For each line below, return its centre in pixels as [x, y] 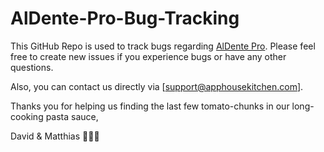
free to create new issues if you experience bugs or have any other [148, 56]
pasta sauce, [72, 116]
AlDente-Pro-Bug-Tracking [125, 18]
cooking [27, 116]
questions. [32, 67]
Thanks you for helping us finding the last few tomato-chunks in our [150, 106]
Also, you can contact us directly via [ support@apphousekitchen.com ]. [157, 86]
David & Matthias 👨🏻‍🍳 [55, 136]
